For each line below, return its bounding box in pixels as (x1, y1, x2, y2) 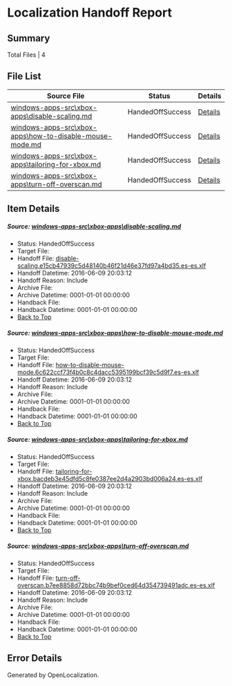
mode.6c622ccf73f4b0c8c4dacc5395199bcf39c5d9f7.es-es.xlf (17, 368, 200, 377)
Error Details (7, 652, 62, 664)
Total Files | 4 (7, 50, 46, 59)
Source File (46, 91, 85, 101)
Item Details (7, 203, 60, 215)
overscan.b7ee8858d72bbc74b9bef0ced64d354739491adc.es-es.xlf (17, 581, 215, 589)
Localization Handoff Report (7, 5, 173, 21)
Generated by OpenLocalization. (7, 671, 99, 679)
